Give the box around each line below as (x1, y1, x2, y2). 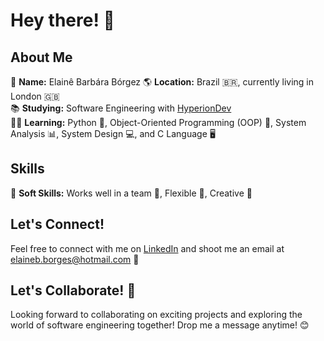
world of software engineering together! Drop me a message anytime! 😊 (10, 319, 310, 331)
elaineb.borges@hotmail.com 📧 (10, 253, 140, 265)
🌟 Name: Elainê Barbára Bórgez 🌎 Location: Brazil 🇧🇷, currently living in (10, 76, 315, 88)
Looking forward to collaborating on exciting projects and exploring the (10, 309, 303, 321)
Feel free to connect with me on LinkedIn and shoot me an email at (10, 242, 285, 254)
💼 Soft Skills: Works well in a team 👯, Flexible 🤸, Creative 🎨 (10, 187, 253, 199)
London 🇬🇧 (10, 90, 60, 102)
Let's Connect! (10, 216, 105, 233)
